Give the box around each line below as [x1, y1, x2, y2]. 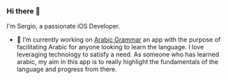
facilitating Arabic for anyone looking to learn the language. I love [16, 43, 204, 51]
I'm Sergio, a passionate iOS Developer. [6, 22, 121, 31]
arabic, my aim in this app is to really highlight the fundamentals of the [16, 58, 219, 66]
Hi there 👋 [6, 6, 41, 16]
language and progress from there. [16, 65, 117, 74]
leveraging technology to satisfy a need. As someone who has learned [16, 50, 220, 58]
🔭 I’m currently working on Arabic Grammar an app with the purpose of [16, 35, 221, 44]
